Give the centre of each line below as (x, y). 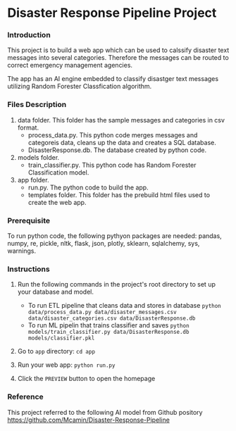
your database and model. (55, 292)
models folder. (38, 157)
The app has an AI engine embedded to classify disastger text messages (113, 79)
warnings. (22, 251)
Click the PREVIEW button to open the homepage (86, 379)
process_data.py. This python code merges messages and (113, 135)
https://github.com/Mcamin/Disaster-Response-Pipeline (89, 420)
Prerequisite (29, 220)
